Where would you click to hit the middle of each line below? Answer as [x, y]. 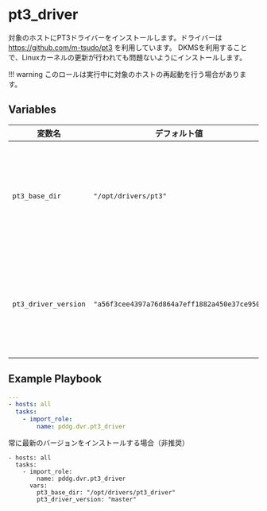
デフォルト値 [179, 133]
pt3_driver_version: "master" [87, 499]
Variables [33, 110]
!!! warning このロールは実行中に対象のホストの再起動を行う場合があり [124, 74]
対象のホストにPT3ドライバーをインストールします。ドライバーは [115, 37]
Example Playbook [55, 379]
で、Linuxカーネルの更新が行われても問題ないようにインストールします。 [128, 57]
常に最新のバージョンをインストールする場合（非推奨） [99, 443]
